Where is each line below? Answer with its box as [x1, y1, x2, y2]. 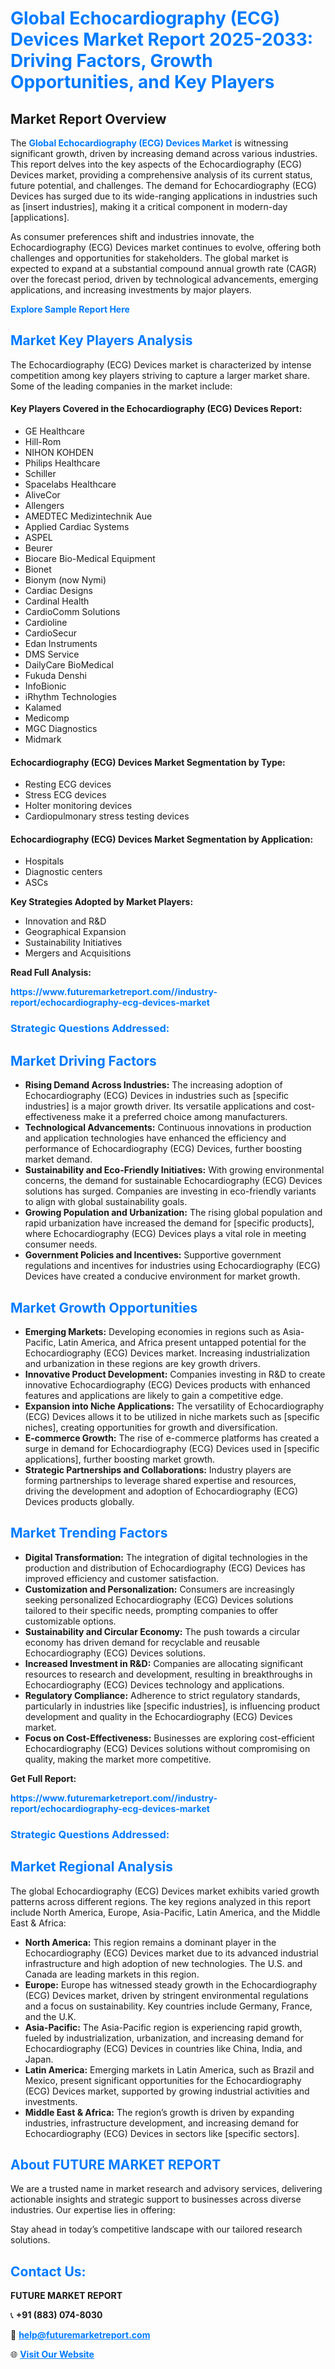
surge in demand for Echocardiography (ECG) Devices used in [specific [24, 1442, 320, 1454]
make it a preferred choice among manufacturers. [83, 1111, 288, 1123]
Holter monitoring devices [24, 800, 133, 812]
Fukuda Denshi [24, 670, 87, 682]
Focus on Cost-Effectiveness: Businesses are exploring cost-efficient [24, 1732, 315, 1744]
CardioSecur [24, 627, 77, 639]
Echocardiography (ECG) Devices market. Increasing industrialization [24, 1347, 311, 1359]
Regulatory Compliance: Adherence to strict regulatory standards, [24, 1689, 301, 1701]
